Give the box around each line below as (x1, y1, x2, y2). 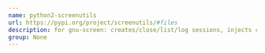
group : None (8, 33, 47, 41)
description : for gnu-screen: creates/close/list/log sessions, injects (8, 26, 252, 34)
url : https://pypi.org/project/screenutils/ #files (8, 19, 178, 26)
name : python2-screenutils (8, 11, 97, 19)
